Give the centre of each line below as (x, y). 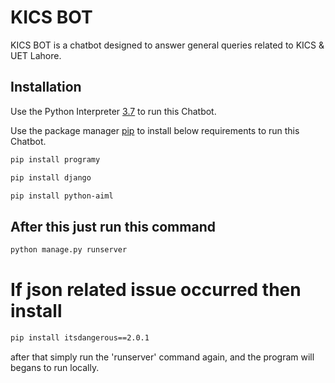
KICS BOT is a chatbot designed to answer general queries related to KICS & (167, 45)
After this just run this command (113, 226)
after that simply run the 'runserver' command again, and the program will (162, 357)
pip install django (51, 177)
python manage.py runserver (69, 250)
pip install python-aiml (62, 196)
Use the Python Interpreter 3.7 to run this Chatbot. (113, 111)
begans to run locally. (55, 367)
